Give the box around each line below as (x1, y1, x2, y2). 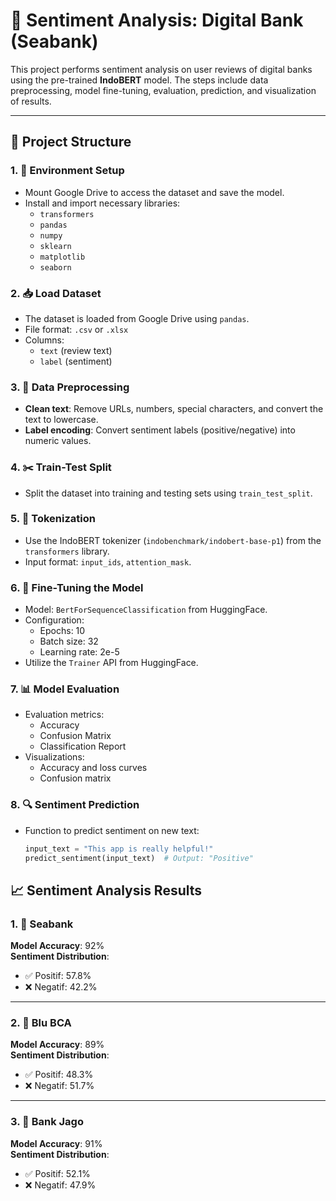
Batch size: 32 (39, 635, 99, 648)
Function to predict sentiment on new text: (24, 824, 200, 836)
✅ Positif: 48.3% (24, 1069, 94, 1081)
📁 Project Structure (10, 134, 132, 151)
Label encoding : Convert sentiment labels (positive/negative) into (24, 424, 296, 436)
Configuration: (24, 614, 85, 626)
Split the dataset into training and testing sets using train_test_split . (24, 487, 313, 499)
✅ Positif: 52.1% (24, 1167, 91, 1179)
